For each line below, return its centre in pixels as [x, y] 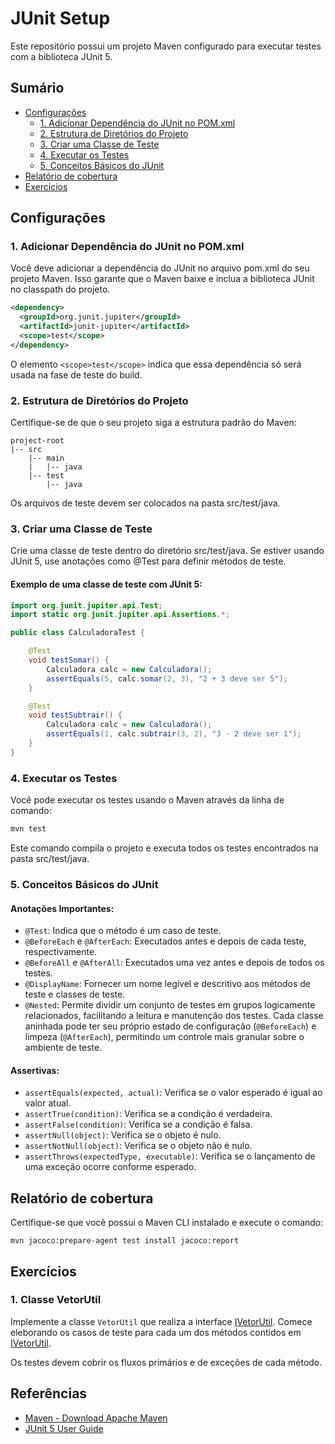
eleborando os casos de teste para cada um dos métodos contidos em [156, 1332]
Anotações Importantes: [62, 908]
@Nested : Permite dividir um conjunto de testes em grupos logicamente [170, 1005]
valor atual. [48, 1103]
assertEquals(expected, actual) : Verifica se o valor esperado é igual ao [173, 1093]
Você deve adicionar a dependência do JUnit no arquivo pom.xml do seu [160, 268]
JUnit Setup [60, 18]
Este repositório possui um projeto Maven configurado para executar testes [166, 46]
